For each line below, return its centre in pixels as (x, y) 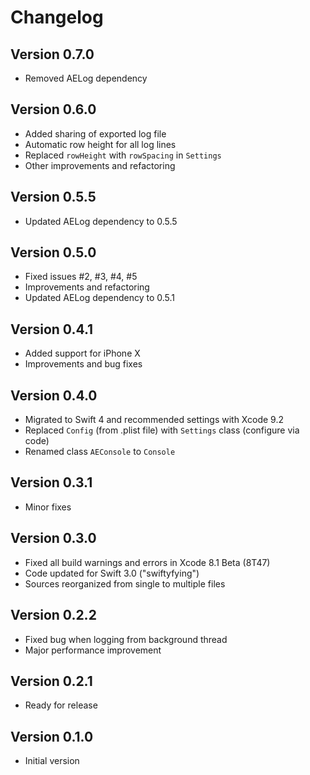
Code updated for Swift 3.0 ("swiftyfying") (112, 573)
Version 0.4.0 (54, 395)
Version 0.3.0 (53, 538)
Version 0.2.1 (51, 681)
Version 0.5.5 (53, 197)
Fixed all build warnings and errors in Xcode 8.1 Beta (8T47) (147, 562)
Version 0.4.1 (52, 329)
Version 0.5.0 (53, 252)
